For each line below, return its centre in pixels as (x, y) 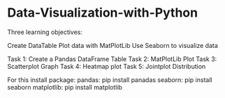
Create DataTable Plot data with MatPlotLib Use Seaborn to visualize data (113, 45)
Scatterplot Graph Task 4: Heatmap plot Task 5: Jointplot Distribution (107, 66)
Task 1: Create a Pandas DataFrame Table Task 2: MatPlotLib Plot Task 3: (112, 59)
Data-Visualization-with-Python (102, 13)
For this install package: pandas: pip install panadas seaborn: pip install (110, 80)
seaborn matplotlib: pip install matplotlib (65, 87)
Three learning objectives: (45, 32)
